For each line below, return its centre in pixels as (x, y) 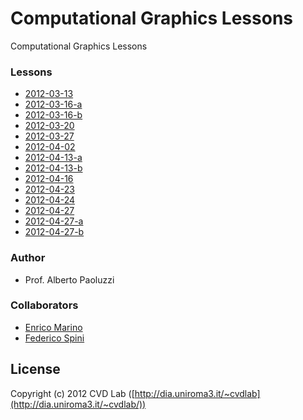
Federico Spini (54, 338)
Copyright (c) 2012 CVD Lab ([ (72, 393)
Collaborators (44, 305)
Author (28, 258)
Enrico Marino (53, 327)
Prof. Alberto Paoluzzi (69, 279)
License (35, 369)
